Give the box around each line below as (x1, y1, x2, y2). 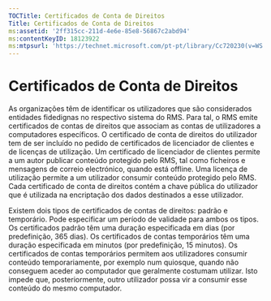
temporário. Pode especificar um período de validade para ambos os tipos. (8, 214, 260, 224)
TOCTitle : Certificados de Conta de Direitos (8, 11, 165, 20)
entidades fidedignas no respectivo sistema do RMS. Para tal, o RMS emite (8, 113, 258, 123)
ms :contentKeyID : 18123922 (8, 34, 100, 43)
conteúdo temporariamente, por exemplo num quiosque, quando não (8, 257, 239, 268)
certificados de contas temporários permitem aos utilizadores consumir (8, 249, 247, 259)
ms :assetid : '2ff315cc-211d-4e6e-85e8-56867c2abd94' (8, 27, 191, 35)
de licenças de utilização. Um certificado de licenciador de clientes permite (8, 147, 261, 157)
